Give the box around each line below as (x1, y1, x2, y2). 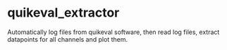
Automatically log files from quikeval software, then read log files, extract (7, 28, 220, 36)
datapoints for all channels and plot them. (7, 35, 128, 43)
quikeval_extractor (7, 5, 120, 21)
